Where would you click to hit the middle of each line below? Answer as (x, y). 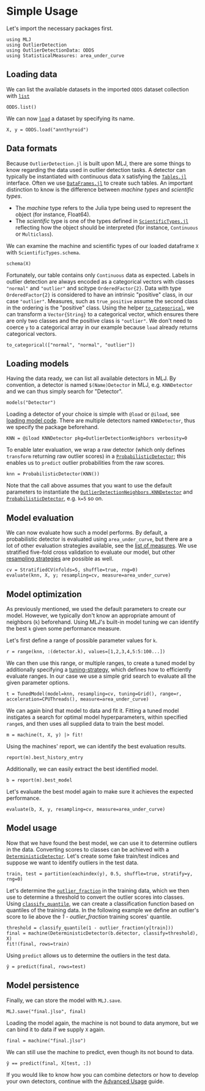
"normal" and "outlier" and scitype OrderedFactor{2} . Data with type (94, 288)
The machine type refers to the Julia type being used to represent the (103, 208)
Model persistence (43, 986)
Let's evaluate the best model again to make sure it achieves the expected (100, 791)
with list (18, 96)
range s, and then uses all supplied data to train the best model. (85, 724)
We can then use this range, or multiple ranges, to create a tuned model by (101, 663)
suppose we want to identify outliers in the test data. (73, 862)
